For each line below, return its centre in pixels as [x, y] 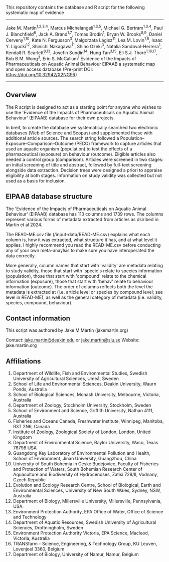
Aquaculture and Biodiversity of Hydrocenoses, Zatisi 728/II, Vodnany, [86, 475]
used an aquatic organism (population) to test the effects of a [69, 149]
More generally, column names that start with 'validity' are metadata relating [84, 265]
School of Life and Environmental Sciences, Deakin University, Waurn [85, 384]
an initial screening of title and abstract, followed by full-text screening [79, 164]
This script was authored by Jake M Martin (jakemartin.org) [67, 330]
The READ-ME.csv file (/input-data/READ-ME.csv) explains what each [78, 234]
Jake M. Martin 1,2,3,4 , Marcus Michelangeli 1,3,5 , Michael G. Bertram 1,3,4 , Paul [84, 27]
